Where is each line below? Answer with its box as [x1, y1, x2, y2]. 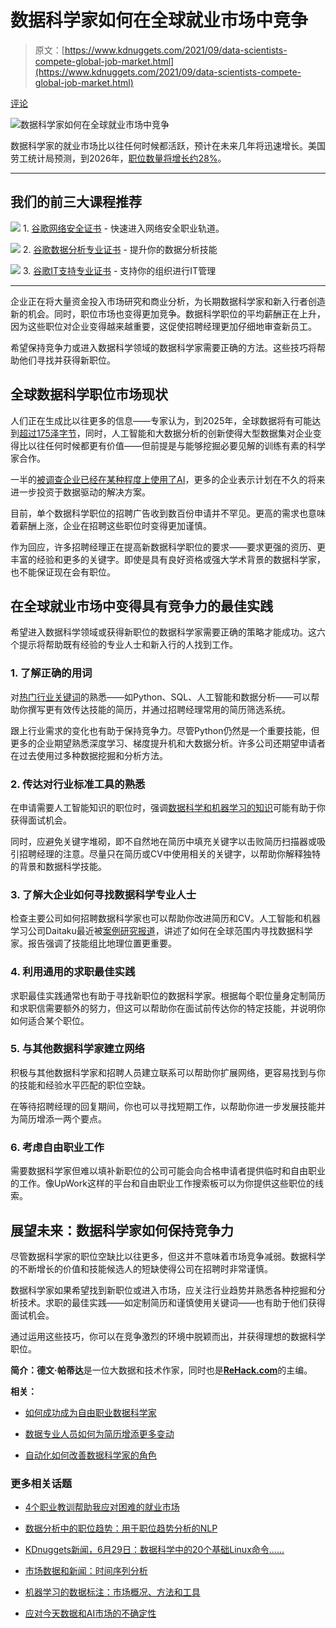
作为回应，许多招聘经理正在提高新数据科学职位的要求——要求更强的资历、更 [10, 541, 326, 553]
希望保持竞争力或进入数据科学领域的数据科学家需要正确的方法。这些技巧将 [10, 341, 317, 353]
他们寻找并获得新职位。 [18, 354, 116, 366]
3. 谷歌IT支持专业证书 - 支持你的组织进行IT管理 [22, 264, 217, 276]
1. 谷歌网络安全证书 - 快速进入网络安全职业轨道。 [22, 222, 225, 234]
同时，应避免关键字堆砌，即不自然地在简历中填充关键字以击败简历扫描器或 [10, 835, 317, 847]
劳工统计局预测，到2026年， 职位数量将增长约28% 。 [10, 152, 227, 164]
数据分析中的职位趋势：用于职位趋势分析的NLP [24, 1522, 218, 1535]
